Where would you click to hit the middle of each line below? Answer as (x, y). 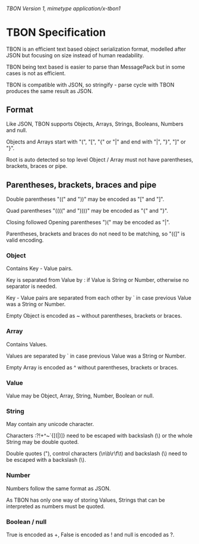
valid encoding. (25, 240)
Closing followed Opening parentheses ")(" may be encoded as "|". (88, 222)
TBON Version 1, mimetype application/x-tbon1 (63, 8)
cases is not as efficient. (36, 73)
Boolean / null (26, 521)
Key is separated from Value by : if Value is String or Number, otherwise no (97, 280)
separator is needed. (31, 287)
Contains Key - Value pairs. (40, 269)
